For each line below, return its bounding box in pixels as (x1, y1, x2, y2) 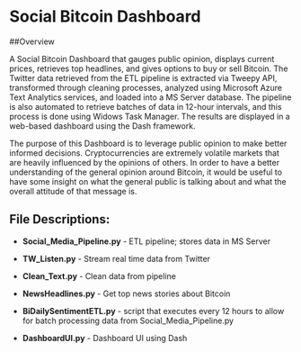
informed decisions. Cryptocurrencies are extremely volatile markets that (9, 147, 280, 158)
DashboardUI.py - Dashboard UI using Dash (22, 332, 188, 343)
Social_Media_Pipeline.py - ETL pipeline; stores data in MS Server (22, 236, 271, 247)
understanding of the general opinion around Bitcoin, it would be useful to (9, 167, 283, 177)
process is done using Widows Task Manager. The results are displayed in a (9, 111, 290, 122)
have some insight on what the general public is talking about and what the (9, 176, 287, 186)
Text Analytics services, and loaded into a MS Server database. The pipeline (9, 92, 292, 103)
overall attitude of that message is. (9, 185, 137, 196)
